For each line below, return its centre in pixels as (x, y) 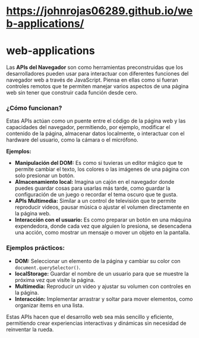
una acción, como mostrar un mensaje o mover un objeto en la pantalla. (102, 233)
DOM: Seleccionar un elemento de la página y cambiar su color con (98, 261)
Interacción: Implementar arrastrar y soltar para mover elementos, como (104, 299)
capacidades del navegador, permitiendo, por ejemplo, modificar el (88, 127)
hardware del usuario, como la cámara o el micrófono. (72, 140)
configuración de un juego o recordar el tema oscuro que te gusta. (96, 195)
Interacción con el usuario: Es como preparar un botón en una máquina (103, 220)
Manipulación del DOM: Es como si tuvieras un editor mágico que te (99, 163)
